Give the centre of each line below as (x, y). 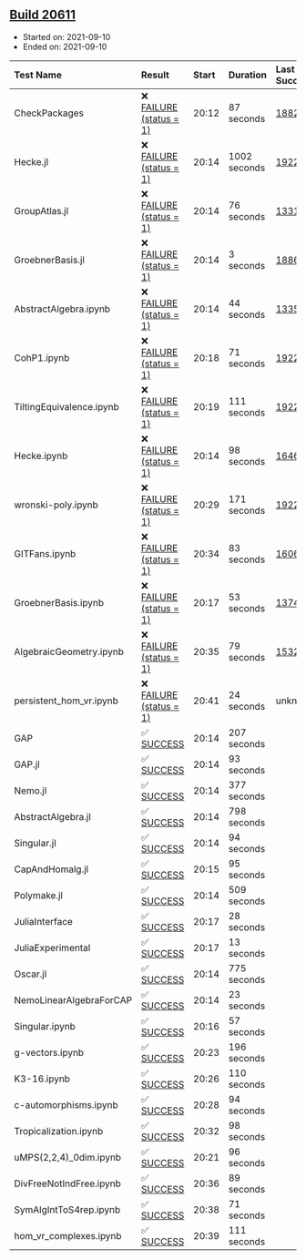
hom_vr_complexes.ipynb (68, 1235)
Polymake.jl (39, 895)
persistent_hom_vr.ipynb (66, 701)
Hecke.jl (31, 161)
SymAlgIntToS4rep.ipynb (67, 1209)
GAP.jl (27, 764)
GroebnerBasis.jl (49, 260)
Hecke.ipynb (41, 456)
